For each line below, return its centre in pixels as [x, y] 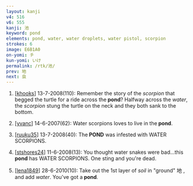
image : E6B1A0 [23, 50]
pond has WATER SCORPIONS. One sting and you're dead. [85, 159]
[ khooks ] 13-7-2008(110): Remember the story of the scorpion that [95, 94]
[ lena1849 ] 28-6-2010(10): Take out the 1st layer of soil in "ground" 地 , [100, 171]
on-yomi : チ [20, 55]
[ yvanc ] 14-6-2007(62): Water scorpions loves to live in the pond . [94, 123]
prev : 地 [16, 71]
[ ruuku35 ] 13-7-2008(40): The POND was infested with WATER [90, 135]
